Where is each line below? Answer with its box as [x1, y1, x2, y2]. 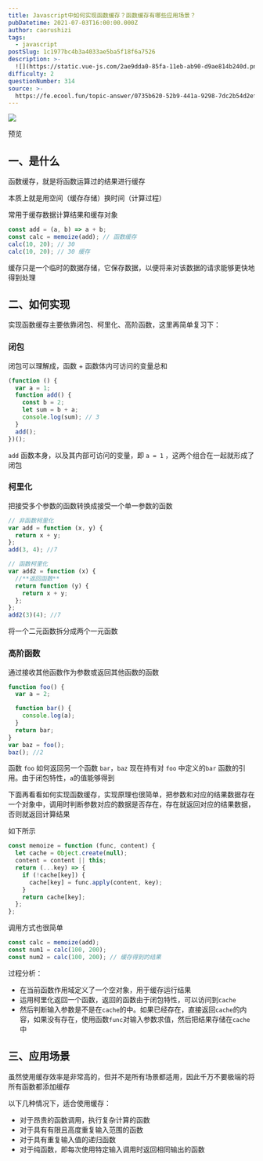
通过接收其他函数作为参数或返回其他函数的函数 [8, 667, 159, 676]
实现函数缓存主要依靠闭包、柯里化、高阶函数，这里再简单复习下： [8, 320, 221, 330]
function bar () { [15, 705, 72, 712]
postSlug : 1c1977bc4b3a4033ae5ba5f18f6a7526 [8, 48, 156, 56]
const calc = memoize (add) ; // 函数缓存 [8, 233, 137, 240]
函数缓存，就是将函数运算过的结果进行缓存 [8, 177, 146, 186]
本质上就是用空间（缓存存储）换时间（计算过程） [8, 193, 166, 203]
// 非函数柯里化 [8, 516, 54, 525]
